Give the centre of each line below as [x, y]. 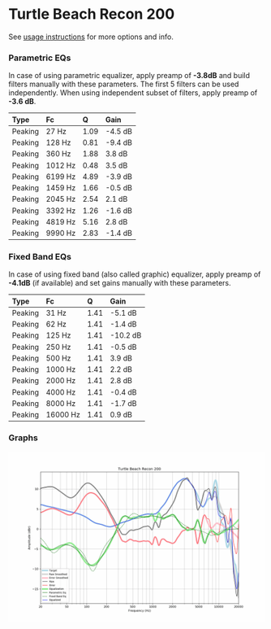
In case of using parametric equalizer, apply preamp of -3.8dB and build [129, 76]
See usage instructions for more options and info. [91, 37]
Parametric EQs [40, 58]
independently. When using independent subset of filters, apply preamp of [133, 93]
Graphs [23, 438]
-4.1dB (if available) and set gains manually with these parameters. [120, 283]
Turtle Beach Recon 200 [92, 14]
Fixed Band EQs [40, 256]
